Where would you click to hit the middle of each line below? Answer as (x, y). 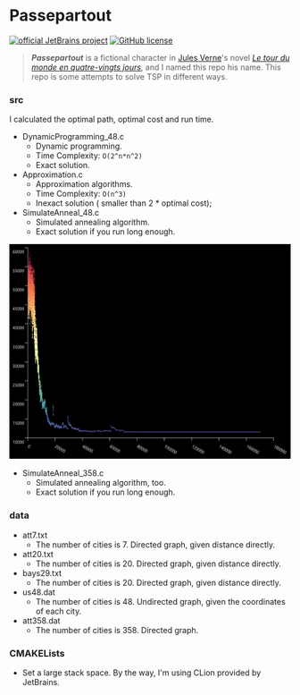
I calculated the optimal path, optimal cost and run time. (112, 119)
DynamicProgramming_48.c (73, 137)
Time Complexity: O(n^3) (81, 194)
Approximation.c (52, 174)
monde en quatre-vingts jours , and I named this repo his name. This (156, 67)
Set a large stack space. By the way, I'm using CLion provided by (142, 673)
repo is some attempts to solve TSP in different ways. (129, 76)
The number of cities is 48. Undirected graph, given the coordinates (160, 601)
